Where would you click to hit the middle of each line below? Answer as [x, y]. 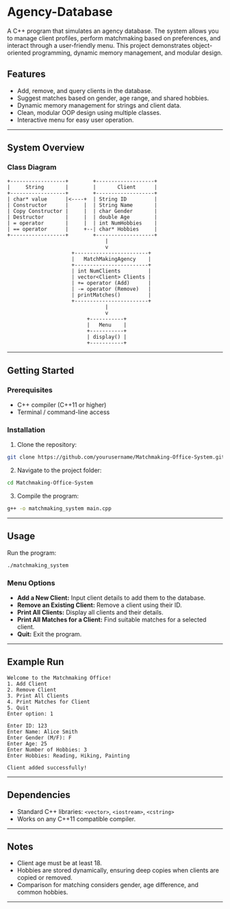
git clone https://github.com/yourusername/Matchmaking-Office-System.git [116, 457]
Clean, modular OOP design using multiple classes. [89, 112]
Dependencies [39, 795]
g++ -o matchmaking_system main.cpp [59, 509]
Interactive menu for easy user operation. [75, 120]
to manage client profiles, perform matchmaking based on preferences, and [114, 38]
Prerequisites [30, 389]
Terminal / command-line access [63, 412]
